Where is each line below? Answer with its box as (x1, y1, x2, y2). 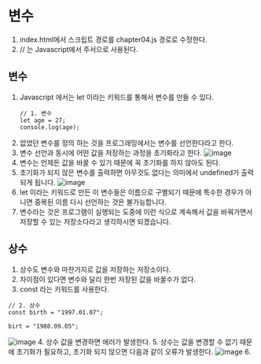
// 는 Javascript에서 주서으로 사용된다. (19, 44, 138, 54)
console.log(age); (19, 123, 80, 131)
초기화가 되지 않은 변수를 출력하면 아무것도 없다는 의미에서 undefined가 (19, 167, 240, 177)
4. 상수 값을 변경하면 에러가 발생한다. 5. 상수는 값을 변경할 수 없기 (38, 336, 238, 347)
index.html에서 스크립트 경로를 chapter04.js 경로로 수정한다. (19, 35, 208, 44)
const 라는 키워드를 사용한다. (19, 284, 110, 294)
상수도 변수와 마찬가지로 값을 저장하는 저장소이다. (19, 265, 171, 274)
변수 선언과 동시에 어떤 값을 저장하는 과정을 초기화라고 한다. (19, 147, 203, 158)
